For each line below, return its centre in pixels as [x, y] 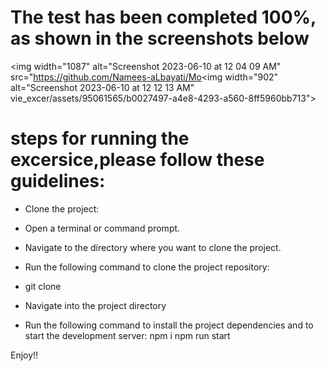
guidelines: [58, 181]
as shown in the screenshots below [160, 38]
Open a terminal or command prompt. [102, 228]
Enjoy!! [24, 355]
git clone [43, 286]
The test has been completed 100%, [163, 17]
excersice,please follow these [137, 160]
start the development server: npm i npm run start [127, 335]
